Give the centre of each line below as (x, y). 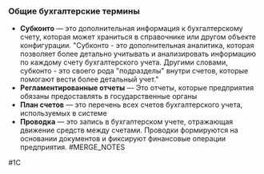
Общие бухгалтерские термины (74, 11)
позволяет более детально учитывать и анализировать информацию (138, 54)
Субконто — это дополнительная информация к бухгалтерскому (131, 29)
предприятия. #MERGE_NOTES (72, 147)
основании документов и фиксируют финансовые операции (123, 139)
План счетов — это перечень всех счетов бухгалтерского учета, (131, 105)
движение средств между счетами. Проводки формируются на (129, 130)
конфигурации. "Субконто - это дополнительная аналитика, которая (137, 45)
